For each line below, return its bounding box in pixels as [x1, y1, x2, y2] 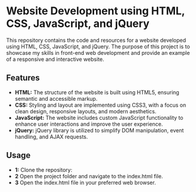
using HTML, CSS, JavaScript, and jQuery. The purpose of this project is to [6, 43, 191, 50]
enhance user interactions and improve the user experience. [14, 120, 163, 128]
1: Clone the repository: [14, 166, 73, 174]
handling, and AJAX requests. [14, 133, 88, 140]
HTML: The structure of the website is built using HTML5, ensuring [14, 88, 180, 96]
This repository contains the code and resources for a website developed [6, 36, 186, 44]
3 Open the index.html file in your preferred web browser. [14, 179, 156, 186]
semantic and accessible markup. [14, 95, 98, 102]
